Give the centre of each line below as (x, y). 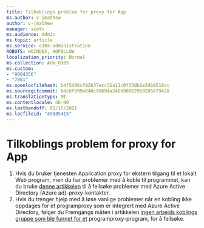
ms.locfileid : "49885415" (39, 114)
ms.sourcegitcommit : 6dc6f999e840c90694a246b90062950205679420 (88, 91)
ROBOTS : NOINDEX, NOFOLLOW (40, 52)
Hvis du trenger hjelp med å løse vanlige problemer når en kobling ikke (104, 199)
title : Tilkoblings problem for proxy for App (66, 12)
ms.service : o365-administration (49, 46)
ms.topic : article (29, 40)
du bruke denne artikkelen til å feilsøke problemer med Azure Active (100, 187)
